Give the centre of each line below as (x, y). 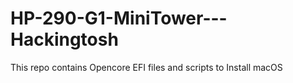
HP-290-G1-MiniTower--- (119, 18)
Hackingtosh (64, 39)
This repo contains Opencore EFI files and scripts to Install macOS (146, 67)
